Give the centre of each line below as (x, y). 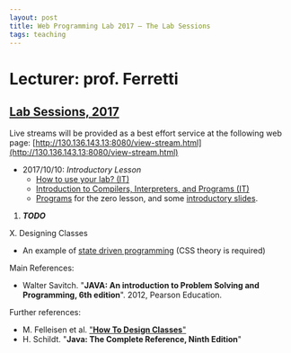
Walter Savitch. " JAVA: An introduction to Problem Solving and (141, 286)
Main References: (42, 268)
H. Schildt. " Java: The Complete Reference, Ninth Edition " (132, 340)
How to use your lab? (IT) (83, 180)
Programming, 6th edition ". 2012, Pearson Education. (122, 295)
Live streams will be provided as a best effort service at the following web (146, 133)
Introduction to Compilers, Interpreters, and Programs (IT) (142, 189)
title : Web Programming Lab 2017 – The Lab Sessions (110, 26)
